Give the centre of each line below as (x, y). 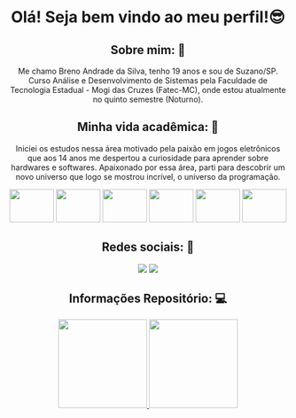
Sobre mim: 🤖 (148, 50)
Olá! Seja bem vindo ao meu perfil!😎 (148, 17)
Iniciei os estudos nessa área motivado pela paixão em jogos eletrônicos (148, 148)
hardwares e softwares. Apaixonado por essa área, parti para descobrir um (148, 167)
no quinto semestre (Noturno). (148, 99)
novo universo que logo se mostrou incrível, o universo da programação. (148, 176)
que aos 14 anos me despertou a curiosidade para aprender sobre (148, 158)
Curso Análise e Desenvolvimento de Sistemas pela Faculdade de (148, 81)
